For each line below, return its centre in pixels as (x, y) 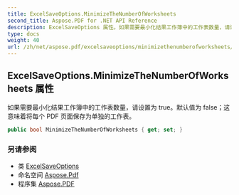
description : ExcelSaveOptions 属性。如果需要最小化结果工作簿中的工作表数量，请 (119, 27)
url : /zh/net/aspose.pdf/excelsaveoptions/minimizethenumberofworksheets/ (121, 47)
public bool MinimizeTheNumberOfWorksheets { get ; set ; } (95, 130)
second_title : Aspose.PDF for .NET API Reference (83, 21)
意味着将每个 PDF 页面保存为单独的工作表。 (71, 116)
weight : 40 (23, 41)
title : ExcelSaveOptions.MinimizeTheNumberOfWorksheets (92, 14)
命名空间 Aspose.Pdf (48, 174)
